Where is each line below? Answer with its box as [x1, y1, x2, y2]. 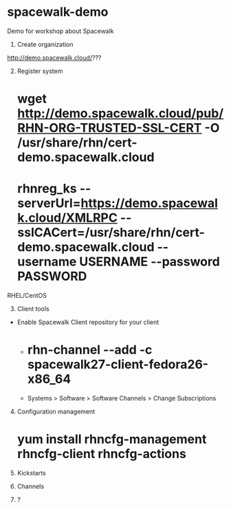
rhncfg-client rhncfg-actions [16, 446, 187, 462]
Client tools [16, 305, 49, 313]
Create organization [16, 40, 74, 48]
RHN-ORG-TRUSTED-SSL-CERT [16, 120, 202, 136]
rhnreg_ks [16, 181, 77, 197]
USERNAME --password [78, 254, 220, 270]
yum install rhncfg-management [16, 431, 207, 447]
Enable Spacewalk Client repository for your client [16, 318, 159, 327]
